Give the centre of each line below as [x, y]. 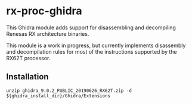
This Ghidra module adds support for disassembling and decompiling [91, 27]
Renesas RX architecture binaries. [48, 33]
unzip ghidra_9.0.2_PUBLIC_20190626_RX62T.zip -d [69, 91]
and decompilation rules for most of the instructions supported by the [92, 51]
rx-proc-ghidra [44, 11]
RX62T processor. [28, 58]
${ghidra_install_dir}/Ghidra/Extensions [58, 96]
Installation [27, 77]
